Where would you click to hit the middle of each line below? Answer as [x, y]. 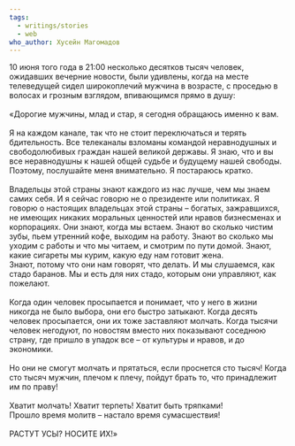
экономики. [31, 350]
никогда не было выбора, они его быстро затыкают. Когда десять [133, 311]
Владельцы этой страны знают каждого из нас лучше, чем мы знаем [140, 189]
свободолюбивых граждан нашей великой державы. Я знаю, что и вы [141, 152]
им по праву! [34, 387]
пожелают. [30, 283]
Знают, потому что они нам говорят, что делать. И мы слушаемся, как [142, 265]
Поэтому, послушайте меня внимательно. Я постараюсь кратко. [131, 171]
